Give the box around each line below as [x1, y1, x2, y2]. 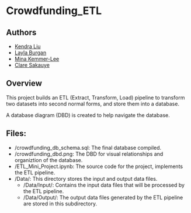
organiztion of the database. [14, 156, 83, 163]
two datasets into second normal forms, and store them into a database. [6, 100, 180, 107]
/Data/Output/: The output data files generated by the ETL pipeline [23, 194, 183, 201]
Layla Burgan [14, 49, 47, 56]
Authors [6, 28, 37, 37]
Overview [6, 78, 43, 88]
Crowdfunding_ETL [6, 4, 102, 18]
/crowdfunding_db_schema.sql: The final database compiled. [14, 144, 162, 151]
